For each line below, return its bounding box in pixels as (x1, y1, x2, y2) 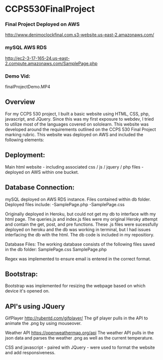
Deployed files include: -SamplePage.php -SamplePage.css (5, 201, 125, 207)
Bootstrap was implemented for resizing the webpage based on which (5, 283, 146, 289)
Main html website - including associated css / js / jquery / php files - (5, 164, 144, 169)
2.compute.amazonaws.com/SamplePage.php (5, 60, 98, 66)
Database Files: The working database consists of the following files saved (5, 241, 155, 247)
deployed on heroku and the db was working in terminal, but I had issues (5, 226, 151, 233)
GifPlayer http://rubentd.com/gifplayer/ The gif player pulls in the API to (5, 315, 148, 321)
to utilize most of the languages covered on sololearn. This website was (5, 121, 149, 127)
